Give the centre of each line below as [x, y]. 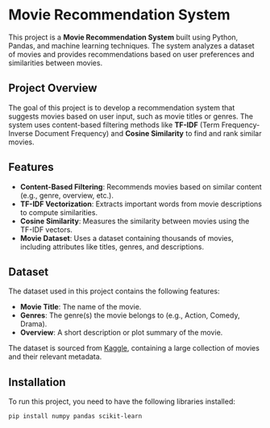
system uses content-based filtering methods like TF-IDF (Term [114, 125]
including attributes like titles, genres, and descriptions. [112, 247]
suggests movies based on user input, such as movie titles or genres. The [131, 116]
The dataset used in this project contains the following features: [114, 291]
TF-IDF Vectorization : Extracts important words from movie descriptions [141, 204]
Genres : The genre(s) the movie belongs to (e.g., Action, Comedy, [130, 315]
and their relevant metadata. [55, 357]
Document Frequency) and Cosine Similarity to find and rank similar [148, 133]
